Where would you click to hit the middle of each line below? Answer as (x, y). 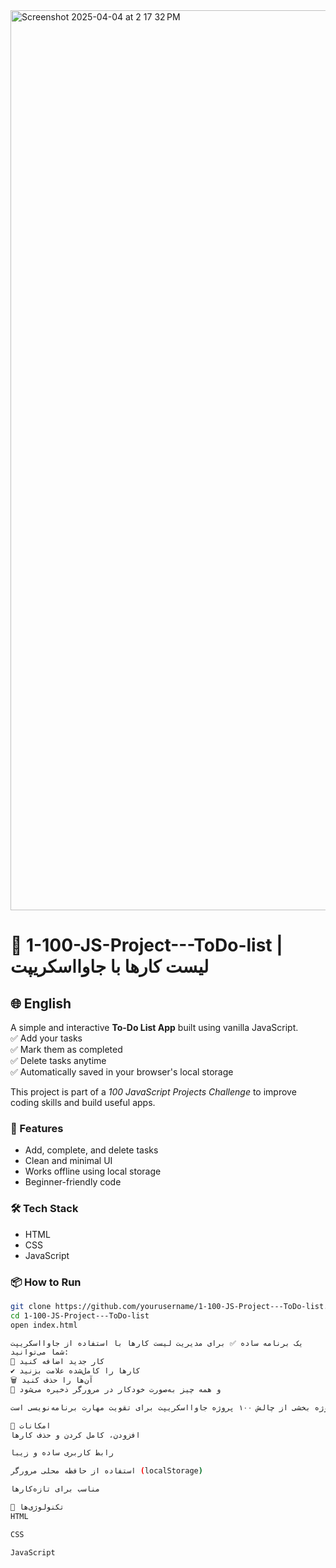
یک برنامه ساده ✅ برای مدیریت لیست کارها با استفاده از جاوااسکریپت (157, 1343)
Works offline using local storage (93, 1171)
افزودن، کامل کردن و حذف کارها (75, 1435)
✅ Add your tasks (46, 1038)
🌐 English (41, 1003)
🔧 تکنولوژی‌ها (37, 1507)
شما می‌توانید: (40, 1352)
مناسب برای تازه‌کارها (55, 1489)
